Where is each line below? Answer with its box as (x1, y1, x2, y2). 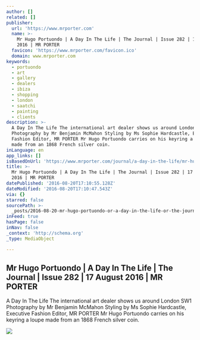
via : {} (6, 191, 26, 197)
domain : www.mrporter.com (11, 53, 76, 59)
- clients (11, 114, 36, 120)
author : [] (6, 8, 33, 15)
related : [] (6, 14, 36, 20)
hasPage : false (6, 219, 44, 225)
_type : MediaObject (6, 236, 55, 242)
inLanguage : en (6, 147, 44, 153)
